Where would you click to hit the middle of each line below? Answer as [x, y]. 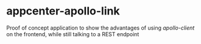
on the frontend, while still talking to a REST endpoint [73, 34]
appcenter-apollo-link [63, 11]
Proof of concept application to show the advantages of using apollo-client [100, 28]
